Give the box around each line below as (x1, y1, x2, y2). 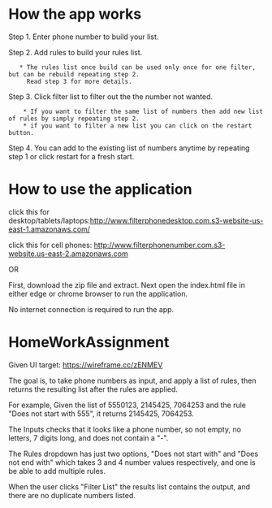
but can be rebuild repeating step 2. (8, 70, 140, 78)
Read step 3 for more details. (26, 77, 132, 85)
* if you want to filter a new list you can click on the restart (23, 121, 253, 130)
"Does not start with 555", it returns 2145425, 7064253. (8, 408, 195, 419)
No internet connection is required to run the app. (8, 304, 175, 314)
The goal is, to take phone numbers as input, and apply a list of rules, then (8, 376, 257, 385)
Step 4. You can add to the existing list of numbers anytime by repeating (8, 143, 250, 153)
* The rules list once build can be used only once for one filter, (19, 63, 256, 72)
